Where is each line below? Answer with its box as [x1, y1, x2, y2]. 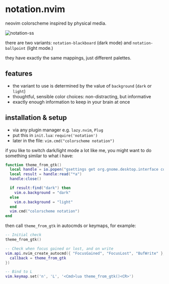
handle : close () [10, 176, 42, 182]
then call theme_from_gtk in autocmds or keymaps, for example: [5, 223, 136, 229]
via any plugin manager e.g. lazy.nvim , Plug [12, 127, 104, 133]
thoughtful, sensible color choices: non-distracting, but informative [12, 93, 151, 99]
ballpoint [5, 46, 26, 51]
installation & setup [5, 113, 67, 122]
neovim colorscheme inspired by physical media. [5, 20, 107, 26]
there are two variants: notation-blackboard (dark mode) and [5, 39, 132, 46]
